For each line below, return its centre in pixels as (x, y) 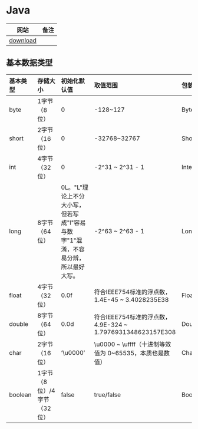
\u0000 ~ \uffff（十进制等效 (133, 344)
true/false (107, 394)
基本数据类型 (29, 63)
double (19, 324)
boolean (20, 394)
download (23, 40)
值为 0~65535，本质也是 (129, 353)
